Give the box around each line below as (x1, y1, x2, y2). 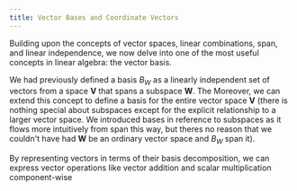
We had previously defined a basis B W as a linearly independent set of (9, 74, 270, 87)
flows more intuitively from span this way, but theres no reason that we (9, 124, 273, 135)
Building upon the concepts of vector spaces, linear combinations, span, (9, 38, 278, 48)
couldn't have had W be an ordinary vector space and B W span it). (9, 134, 256, 146)
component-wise (9, 172, 73, 183)
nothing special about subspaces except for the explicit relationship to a (9, 105, 276, 116)
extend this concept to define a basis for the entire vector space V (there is (9, 95, 288, 106)
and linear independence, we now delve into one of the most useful (9, 47, 259, 58)
